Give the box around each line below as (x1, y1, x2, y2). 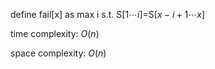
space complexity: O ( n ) (10, 47, 107, 59)
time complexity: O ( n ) (10, 28, 100, 39)
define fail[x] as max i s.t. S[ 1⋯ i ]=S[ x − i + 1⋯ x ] (10, 9, 206, 20)
